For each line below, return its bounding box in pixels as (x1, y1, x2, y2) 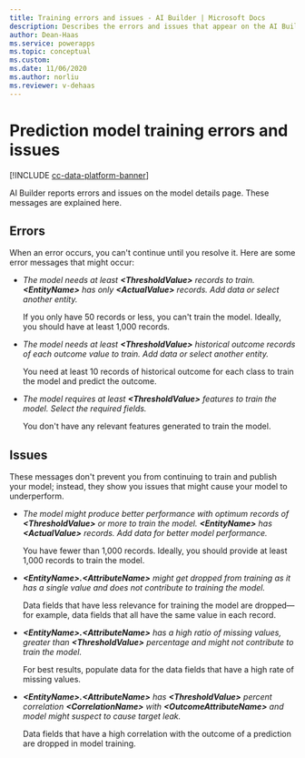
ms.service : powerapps (9, 38, 95, 48)
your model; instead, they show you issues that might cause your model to (9, 481, 288, 492)
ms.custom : (9, 56, 51, 65)
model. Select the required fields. (22, 403, 147, 414)
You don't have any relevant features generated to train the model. (22, 420, 271, 432)
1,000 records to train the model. (22, 555, 145, 566)
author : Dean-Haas (9, 30, 79, 39)
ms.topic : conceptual (9, 47, 92, 56)
